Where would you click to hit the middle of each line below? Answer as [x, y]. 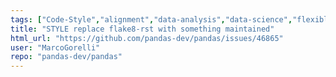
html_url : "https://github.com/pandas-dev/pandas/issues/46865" [147, 38]
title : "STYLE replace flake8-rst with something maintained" [142, 29]
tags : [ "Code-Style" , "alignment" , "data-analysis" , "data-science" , [151, 19]
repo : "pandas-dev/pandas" [66, 57]
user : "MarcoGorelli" [55, 47]
